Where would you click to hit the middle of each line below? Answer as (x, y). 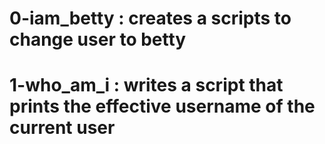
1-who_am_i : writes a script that (146, 85)
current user (62, 128)
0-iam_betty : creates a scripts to (150, 18)
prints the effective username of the (162, 106)
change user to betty (98, 39)
